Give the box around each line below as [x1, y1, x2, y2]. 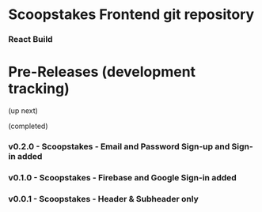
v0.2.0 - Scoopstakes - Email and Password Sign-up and [8, 141, 230, 152]
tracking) [8, 80, 70, 98]
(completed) [8, 121, 49, 131]
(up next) [8, 106, 38, 115]
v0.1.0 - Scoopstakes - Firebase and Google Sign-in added [8, 172, 237, 183]
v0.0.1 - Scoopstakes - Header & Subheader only [8, 193, 199, 204]
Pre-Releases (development [8, 63, 196, 81]
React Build [8, 34, 53, 45]
